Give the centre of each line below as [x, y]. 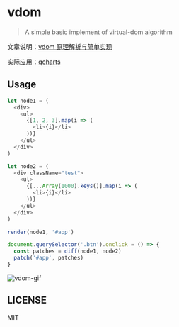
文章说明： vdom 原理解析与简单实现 [60, 46]
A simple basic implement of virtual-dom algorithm [98, 32]
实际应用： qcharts [34, 62]
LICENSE [27, 300]
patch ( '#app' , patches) [48, 258]
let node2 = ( [28, 166]
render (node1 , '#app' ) [41, 232]
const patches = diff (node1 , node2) [68, 251]
